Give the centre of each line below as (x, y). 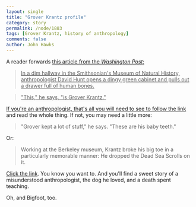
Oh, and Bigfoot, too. (32, 198)
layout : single (25, 12)
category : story (26, 23)
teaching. (18, 186)
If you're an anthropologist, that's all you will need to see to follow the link (96, 109)
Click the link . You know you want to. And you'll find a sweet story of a (92, 173)
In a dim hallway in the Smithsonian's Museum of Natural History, (100, 73)
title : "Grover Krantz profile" (46, 17)
